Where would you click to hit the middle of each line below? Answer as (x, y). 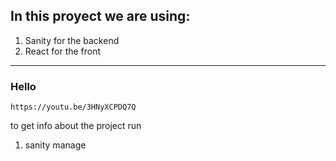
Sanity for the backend (72, 40)
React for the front (63, 51)
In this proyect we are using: (100, 16)
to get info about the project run (76, 126)
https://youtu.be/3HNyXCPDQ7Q (73, 107)
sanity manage (55, 145)
